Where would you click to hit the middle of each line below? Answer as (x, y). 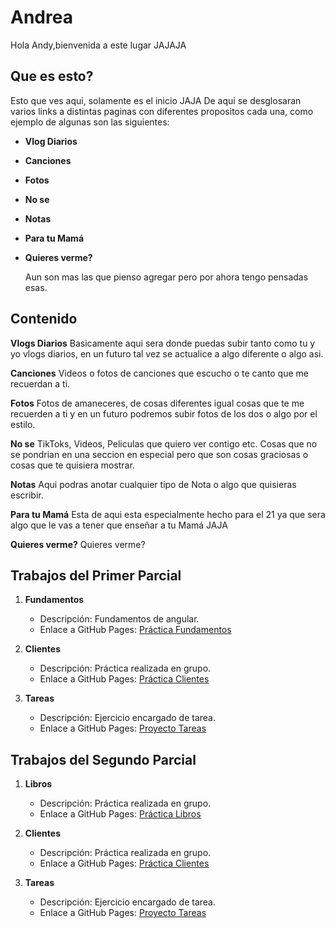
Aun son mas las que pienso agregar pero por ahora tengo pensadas (166, 277)
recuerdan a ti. (40, 383)
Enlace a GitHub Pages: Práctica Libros (120, 814)
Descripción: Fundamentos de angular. (119, 619)
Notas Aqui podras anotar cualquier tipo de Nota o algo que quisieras (153, 484)
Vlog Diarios (51, 141)
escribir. (27, 495)
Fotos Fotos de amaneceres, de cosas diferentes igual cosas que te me (157, 403)
